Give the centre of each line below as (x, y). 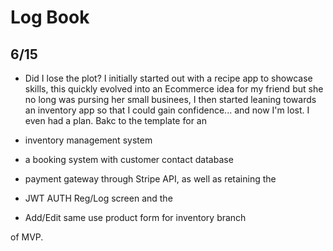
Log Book (50, 17)
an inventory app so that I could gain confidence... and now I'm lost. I (167, 110)
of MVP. (27, 237)
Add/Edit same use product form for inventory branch (135, 217)
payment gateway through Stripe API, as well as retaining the (150, 179)
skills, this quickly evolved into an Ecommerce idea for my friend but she (174, 89)
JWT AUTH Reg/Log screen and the (98, 198)
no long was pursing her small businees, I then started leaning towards (170, 99)
